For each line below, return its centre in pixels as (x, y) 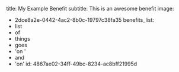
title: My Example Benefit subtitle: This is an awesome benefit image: (90, 9)
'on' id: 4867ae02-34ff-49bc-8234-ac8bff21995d (76, 64)
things (23, 39)
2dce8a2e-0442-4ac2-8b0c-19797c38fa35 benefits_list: (84, 20)
